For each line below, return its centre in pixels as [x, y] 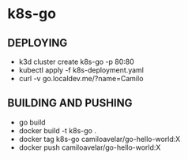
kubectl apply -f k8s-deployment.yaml [81, 70]
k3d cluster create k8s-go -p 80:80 [77, 61]
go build [32, 122]
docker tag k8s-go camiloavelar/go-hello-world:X [100, 139]
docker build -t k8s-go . [57, 130]
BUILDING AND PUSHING [70, 103]
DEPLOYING [38, 43]
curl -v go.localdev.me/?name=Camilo [81, 78]
